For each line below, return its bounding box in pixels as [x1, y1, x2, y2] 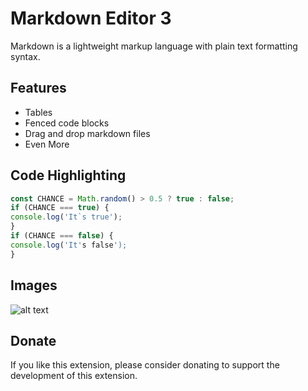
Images [10, 277, 58, 294]
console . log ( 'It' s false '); [10, 240, 128, 250]
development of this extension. [10, 370, 138, 382]
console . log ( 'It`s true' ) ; [10, 212, 123, 222]
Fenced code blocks [24, 117, 110, 129]
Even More [24, 138, 70, 150]
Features [10, 80, 67, 97]
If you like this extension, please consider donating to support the [10, 359, 280, 371]
